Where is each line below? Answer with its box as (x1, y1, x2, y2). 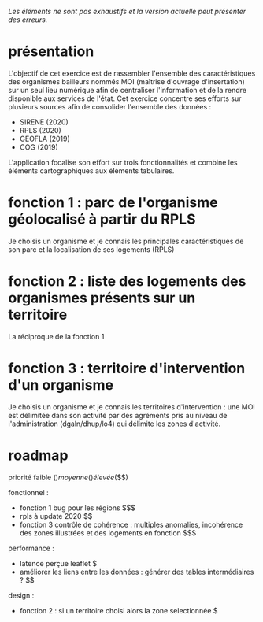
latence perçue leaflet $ (19, 558, 97, 568)
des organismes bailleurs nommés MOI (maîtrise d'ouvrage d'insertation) (8, 76, 246, 86)
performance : (8, 543, 55, 553)
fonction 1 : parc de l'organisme (8, 194, 218, 212)
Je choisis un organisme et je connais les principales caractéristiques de (8, 236, 244, 246)
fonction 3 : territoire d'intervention (8, 360, 246, 377)
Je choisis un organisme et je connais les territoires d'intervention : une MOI (8, 402, 256, 412)
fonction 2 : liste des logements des (8, 272, 246, 291)
